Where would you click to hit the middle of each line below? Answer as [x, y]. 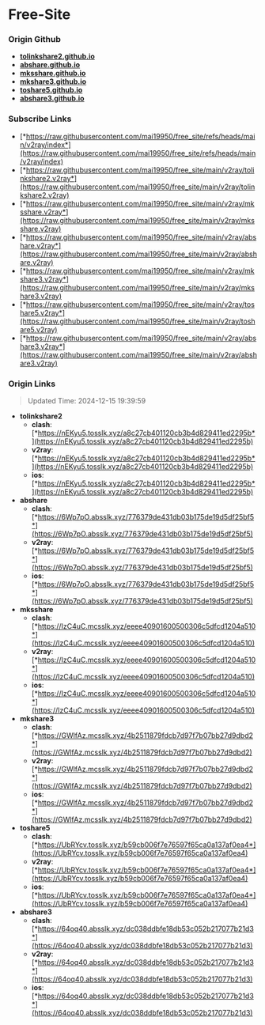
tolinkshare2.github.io [57, 56]
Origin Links [32, 384]
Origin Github [35, 40]
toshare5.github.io [51, 90]
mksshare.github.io [53, 74]
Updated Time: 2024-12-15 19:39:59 [87, 401]
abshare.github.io [50, 65]
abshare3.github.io [52, 98]
